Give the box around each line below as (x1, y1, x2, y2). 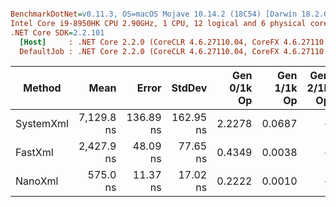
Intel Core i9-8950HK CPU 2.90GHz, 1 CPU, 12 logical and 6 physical (10, 18, 307, 28)
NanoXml (15, 174, 59, 188)
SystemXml (15, 117, 69, 131)
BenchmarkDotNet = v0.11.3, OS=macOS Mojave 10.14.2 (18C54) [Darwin (10, 9, 298, 19)
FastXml (15, 146, 54, 160)
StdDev (171, 81, 208, 95)
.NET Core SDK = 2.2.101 (10, 27, 105, 38)
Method (23, 81, 62, 95)
